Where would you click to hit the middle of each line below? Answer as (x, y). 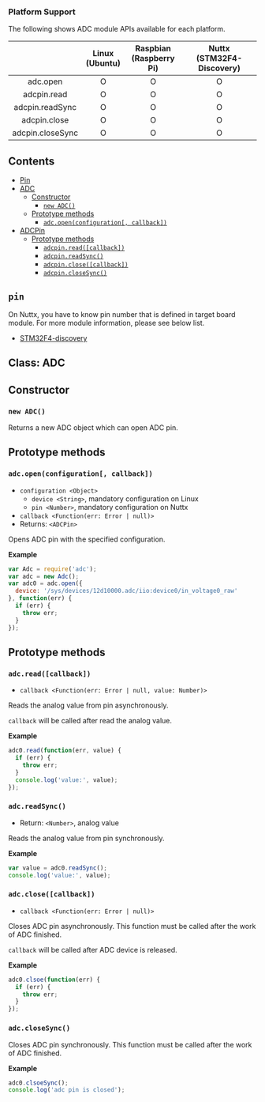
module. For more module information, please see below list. (106, 323)
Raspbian (153, 48)
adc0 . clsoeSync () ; (38, 1083)
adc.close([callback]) (52, 894)
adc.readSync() (37, 806)
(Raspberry (153, 58)
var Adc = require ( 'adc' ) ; (52, 569)
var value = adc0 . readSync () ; (58, 868)
